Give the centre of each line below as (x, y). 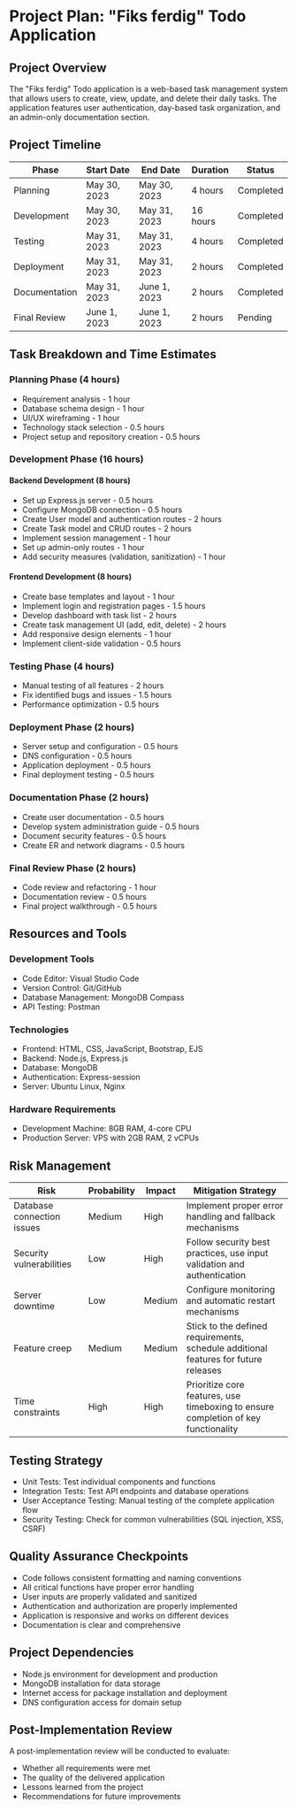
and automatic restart (231, 1300)
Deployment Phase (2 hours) (72, 727)
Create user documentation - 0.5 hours (93, 817)
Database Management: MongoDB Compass (103, 997)
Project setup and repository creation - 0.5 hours (111, 436)
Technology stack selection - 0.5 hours (93, 427)
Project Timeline (55, 145)
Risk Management (60, 1166)
